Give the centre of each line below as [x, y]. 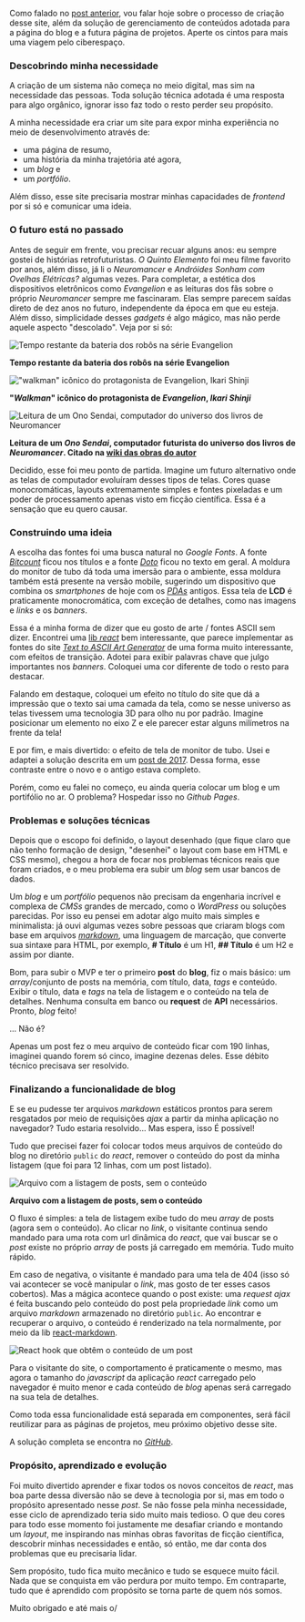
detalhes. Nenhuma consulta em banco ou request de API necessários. [143, 1002]
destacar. [27, 676]
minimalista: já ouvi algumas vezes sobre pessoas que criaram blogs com [147, 926]
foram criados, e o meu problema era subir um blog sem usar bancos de [145, 870]
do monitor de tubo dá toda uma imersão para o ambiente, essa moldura [145, 571]
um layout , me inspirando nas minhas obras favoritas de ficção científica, [147, 1534]
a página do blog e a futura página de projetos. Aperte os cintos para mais [149, 32]
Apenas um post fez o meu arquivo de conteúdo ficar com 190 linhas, [140, 1046]
